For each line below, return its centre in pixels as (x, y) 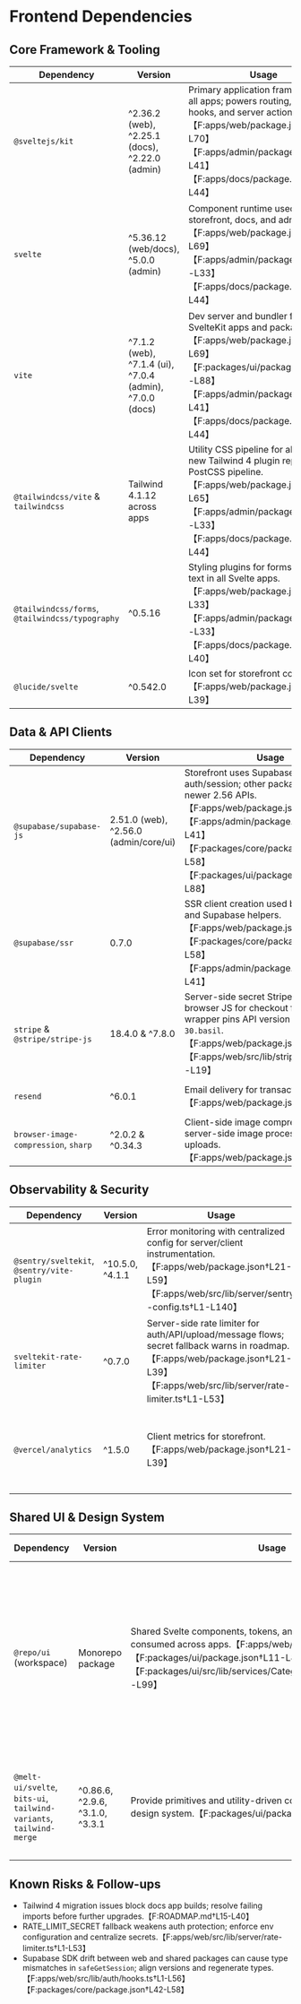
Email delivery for (221, 1089)
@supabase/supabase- (57, 826)
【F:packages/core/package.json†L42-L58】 (106, 1990)
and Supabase (215, 914)
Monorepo (100, 1653)
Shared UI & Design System (87, 1518)
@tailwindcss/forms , (56, 609)
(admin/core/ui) (143, 842)
